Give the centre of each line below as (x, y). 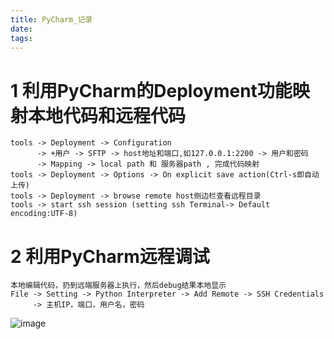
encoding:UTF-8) (44, 214)
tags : (21, 38)
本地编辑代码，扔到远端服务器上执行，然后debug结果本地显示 (118, 286)
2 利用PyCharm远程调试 (110, 256)
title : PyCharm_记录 (51, 19)
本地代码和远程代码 (107, 115)
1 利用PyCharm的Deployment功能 (151, 90)
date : (21, 29)
